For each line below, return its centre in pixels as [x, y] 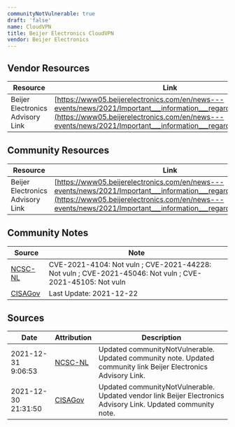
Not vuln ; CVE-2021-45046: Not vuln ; [115, 273]
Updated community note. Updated [156, 359]
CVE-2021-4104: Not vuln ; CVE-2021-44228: [130, 264]
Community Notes [48, 233]
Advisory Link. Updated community [156, 405]
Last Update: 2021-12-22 [93, 293]
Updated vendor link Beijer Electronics [161, 396]
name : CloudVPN [29, 27]
